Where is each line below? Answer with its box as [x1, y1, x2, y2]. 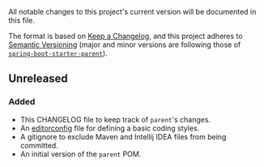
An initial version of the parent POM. [19, 149, 142, 159]
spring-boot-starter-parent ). [8, 49, 108, 58]
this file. [8, 15, 35, 25]
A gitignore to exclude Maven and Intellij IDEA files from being [19, 131, 227, 141]
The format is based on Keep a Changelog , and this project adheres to [8, 32, 243, 41]
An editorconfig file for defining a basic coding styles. [19, 123, 200, 133]
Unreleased [8, 72, 69, 86]
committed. [19, 140, 58, 150]
